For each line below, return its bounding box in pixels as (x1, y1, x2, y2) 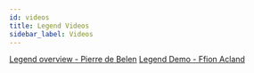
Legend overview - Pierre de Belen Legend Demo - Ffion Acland (9, 54, 245, 65)
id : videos (9, 12, 50, 22)
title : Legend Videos (9, 21, 90, 30)
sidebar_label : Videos (9, 29, 94, 38)
